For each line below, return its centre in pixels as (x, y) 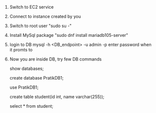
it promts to (21, 50)
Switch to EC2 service (32, 7)
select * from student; (31, 106)
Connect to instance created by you (45, 16)
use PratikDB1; (24, 87)
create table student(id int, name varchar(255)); (57, 97)
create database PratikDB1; (36, 78)
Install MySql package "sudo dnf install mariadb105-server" (69, 35)
